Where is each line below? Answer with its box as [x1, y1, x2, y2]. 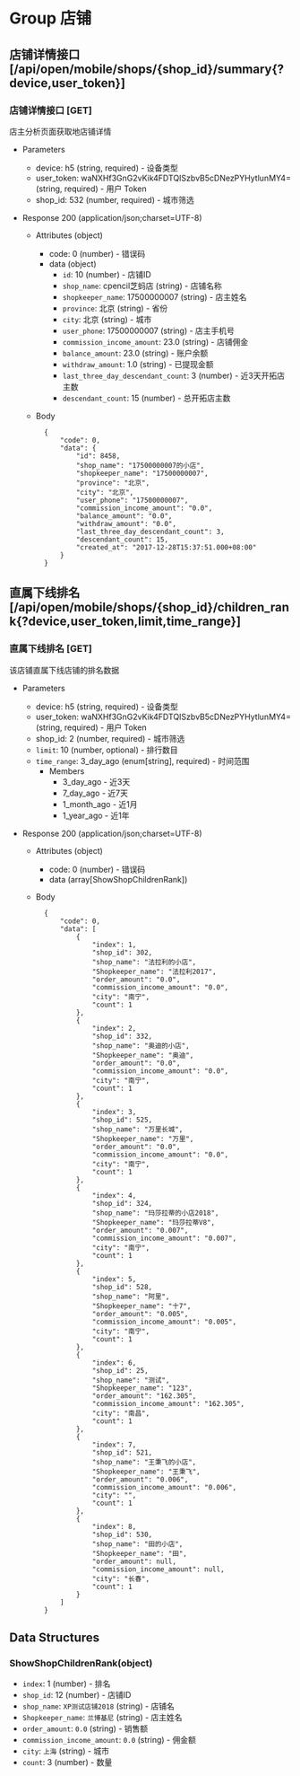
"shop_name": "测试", [91, 1376, 170, 1385]
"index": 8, [91, 1522, 137, 1531]
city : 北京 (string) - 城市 [62, 313, 152, 324]
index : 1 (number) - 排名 [21, 1678, 111, 1689]
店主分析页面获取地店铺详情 [9, 126, 112, 136]
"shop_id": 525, [91, 1115, 153, 1124]
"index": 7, [91, 1440, 137, 1449]
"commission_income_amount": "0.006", [91, 1482, 237, 1491]
